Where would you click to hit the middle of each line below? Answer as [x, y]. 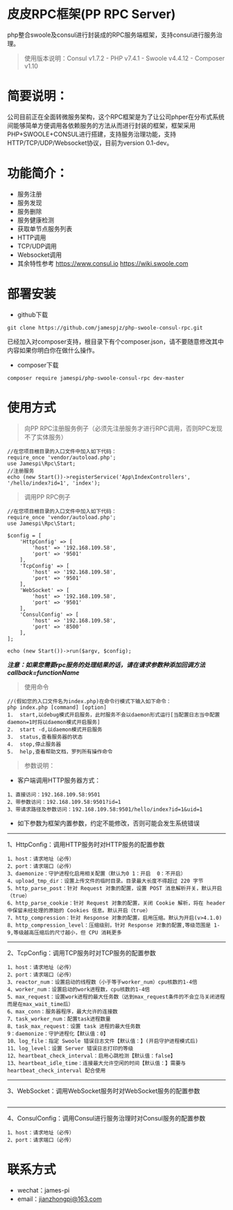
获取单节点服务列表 [45, 228]
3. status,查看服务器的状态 [45, 737]
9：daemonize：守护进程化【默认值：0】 [58, 1034]
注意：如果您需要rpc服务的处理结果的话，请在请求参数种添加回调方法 [106, 664]
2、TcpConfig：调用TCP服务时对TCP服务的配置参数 [81, 952]
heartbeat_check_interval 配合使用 [57, 1070]
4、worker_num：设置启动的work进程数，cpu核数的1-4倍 [79, 989]
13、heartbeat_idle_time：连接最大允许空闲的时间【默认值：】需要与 [96, 1063]
